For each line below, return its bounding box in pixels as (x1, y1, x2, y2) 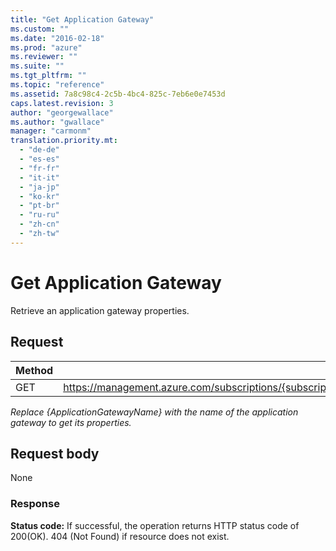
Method (15, 363, 54, 377)
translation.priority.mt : (10, 136, 118, 146)
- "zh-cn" (19, 219, 60, 230)
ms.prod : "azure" (10, 42, 83, 53)
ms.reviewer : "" (10, 52, 78, 62)
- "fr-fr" (19, 163, 60, 173)
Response (10, 497, 60, 511)
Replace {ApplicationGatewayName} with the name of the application (10, 406, 299, 418)
